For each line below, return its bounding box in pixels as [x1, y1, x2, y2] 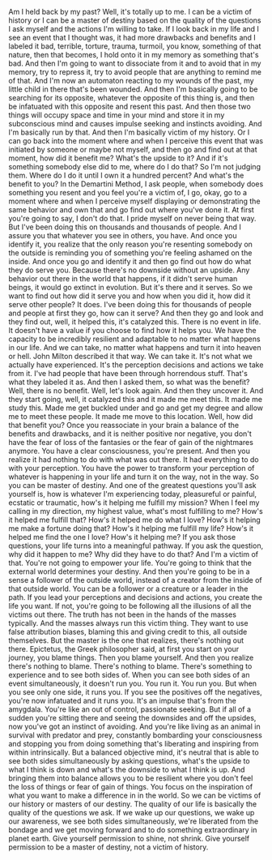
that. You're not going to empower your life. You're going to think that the [8, 558, 253, 567]
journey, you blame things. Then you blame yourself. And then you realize [8, 652, 254, 662]
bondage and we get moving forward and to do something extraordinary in [8, 825, 257, 834]
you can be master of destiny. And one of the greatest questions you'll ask [8, 481, 257, 490]
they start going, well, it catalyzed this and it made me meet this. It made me [8, 395, 263, 404]
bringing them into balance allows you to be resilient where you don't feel [8, 773, 253, 783]
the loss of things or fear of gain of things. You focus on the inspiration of [8, 782, 253, 791]
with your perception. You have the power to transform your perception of [8, 464, 255, 473]
